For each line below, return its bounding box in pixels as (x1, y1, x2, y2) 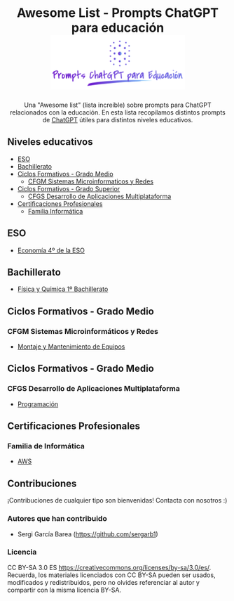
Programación (17, 399, 59, 408)
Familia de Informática (7, 441, 85, 451)
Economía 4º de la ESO (17, 246, 85, 254)
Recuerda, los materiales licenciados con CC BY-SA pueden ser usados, (7, 571, 216, 579)
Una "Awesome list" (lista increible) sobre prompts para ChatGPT (24, 101, 212, 109)
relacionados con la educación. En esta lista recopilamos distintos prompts (10, 108, 226, 117)
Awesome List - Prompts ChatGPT (16, 5, 219, 21)
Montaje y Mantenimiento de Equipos (17, 342, 125, 351)
